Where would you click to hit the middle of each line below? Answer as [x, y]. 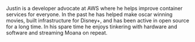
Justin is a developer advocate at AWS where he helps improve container [94, 8]
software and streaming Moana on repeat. [57, 33]
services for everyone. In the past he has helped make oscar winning [89, 14]
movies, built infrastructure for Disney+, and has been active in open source [97, 20]
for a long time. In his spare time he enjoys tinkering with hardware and [92, 26]
